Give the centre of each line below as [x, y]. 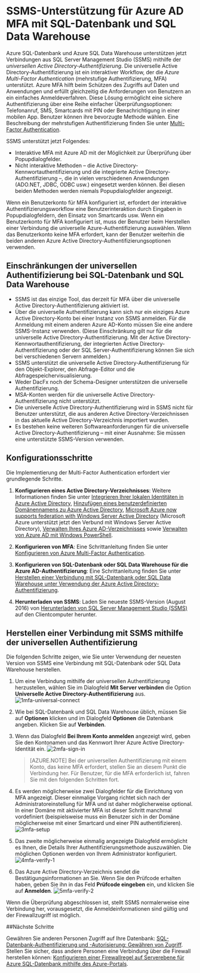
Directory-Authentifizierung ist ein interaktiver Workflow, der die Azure [93, 72]
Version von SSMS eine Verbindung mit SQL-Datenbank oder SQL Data [93, 663]
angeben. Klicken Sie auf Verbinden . [60, 725]
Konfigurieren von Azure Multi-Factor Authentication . [80, 553]
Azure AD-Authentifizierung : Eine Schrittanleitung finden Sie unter [98, 571]
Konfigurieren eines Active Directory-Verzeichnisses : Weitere [93, 490]
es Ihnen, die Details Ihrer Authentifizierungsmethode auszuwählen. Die [103, 847]
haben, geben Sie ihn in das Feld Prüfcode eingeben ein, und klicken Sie [104, 884]
